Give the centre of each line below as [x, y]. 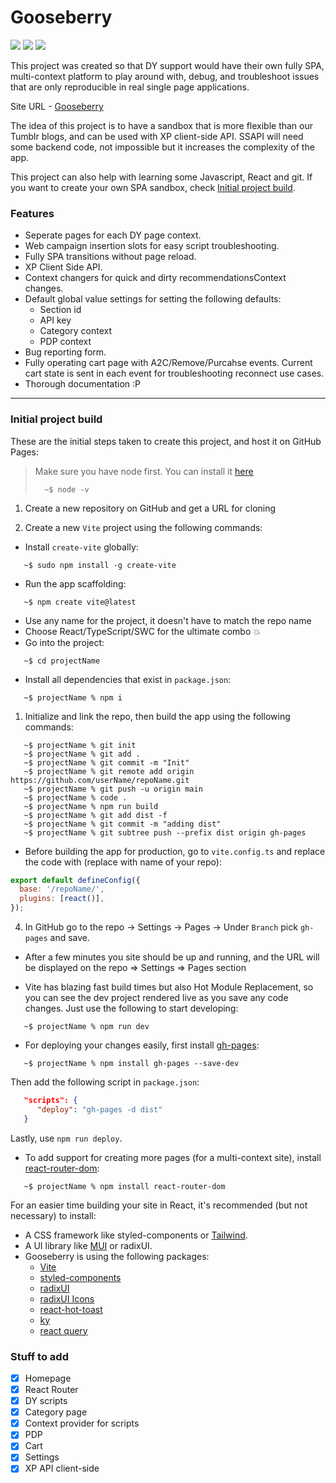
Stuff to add [39, 1356]
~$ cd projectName [62, 661]
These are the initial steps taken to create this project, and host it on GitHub [166, 441]
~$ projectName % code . [75, 797]
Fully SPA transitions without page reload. [110, 257]
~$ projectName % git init [80, 745]
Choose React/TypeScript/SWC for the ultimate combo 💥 [143, 631]
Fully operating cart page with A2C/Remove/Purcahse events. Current [168, 363]
